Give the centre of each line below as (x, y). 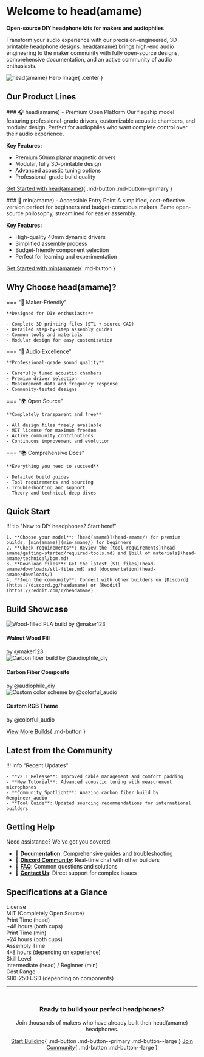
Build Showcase (37, 609)
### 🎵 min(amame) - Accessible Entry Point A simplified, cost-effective (96, 200)
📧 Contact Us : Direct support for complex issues (76, 873)
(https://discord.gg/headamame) (47, 586)
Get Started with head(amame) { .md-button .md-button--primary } (90, 188)
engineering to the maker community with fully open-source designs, (93, 52)
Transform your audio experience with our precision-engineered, (87, 40)
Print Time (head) (28, 920)
